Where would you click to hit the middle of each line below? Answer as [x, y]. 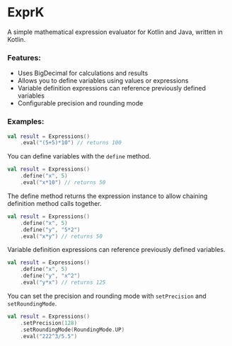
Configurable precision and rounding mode [80, 103]
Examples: [26, 122]
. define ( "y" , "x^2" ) [50, 276]
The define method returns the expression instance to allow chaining [108, 196]
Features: [24, 57]
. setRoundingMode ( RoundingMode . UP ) [72, 330]
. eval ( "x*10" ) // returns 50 [63, 183]
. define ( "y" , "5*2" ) [50, 230]
